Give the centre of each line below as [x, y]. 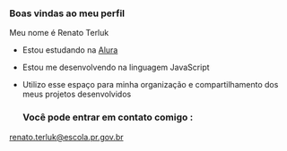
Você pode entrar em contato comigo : [108, 117]
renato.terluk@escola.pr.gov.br [66, 137]
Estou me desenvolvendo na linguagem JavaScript [116, 67]
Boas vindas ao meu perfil [67, 13]
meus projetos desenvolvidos [77, 94]
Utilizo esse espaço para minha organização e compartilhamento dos [150, 85]
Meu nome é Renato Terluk [59, 33]
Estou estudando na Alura [70, 50]
